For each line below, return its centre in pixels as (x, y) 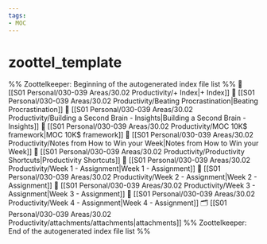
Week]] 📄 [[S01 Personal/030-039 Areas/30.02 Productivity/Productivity (126, 152)
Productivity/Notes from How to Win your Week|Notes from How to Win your (133, 143)
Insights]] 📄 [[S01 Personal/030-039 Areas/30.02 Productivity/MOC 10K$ (128, 126)
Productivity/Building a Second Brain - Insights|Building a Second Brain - (127, 118)
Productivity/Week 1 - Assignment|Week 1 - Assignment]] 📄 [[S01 (114, 168)
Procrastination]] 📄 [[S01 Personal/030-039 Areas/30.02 (101, 110)
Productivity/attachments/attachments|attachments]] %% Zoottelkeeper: (128, 223)
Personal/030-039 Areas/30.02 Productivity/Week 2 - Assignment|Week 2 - (133, 177)
